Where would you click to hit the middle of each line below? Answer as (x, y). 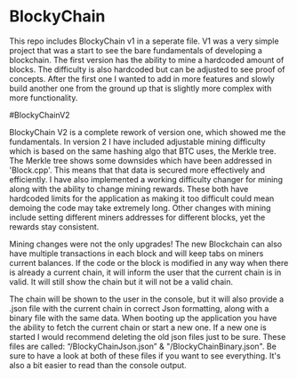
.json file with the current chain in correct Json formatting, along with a (139, 308)
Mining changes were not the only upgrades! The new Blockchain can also (146, 244)
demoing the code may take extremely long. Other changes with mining (140, 207)
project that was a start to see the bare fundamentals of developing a (136, 50)
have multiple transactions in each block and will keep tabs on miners (136, 253)
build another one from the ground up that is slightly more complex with (140, 88)
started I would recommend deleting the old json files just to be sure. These (148, 336)
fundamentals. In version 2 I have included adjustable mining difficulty (137, 141)
